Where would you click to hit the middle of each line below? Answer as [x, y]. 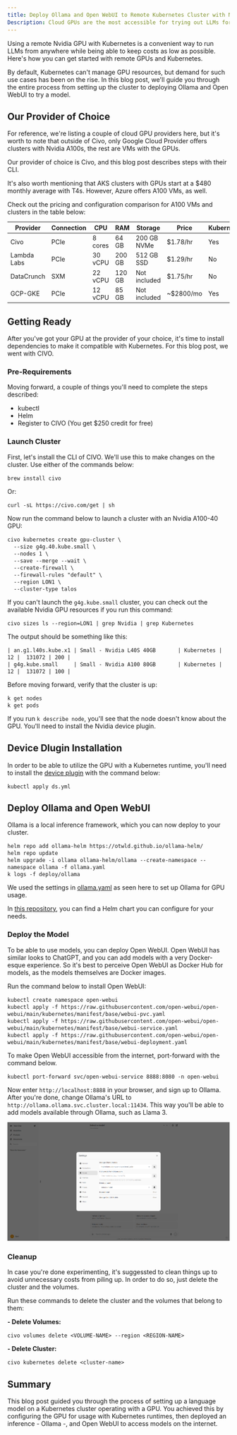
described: [23, 394]
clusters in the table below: [47, 212]
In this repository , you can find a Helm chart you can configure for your [110, 909]
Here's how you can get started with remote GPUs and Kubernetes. [105, 58]
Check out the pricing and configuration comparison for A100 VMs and [110, 205]
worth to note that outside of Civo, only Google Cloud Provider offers [107, 141]
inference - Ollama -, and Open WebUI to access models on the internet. [113, 1424]
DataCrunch [28, 277]
